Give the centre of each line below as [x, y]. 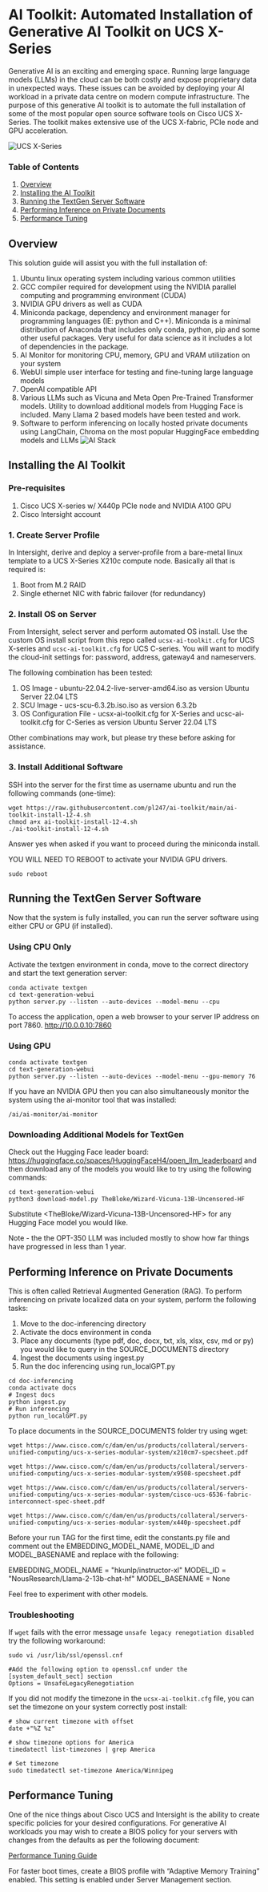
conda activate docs [43, 1388]
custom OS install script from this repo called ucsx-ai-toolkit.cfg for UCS [131, 640]
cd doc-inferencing [41, 1381]
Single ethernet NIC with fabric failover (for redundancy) [113, 594]
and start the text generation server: [68, 973]
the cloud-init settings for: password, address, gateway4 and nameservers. [132, 657]
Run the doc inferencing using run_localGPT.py [98, 1366]
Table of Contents [44, 167]
